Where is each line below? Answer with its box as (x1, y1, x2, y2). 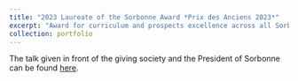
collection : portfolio (9, 29, 93, 38)
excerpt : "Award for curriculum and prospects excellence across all (9, 21, 272, 30)
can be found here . (9, 63, 79, 73)
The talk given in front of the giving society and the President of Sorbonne (9, 54, 281, 64)
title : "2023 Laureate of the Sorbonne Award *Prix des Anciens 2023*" (9, 12, 279, 22)
